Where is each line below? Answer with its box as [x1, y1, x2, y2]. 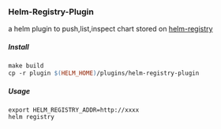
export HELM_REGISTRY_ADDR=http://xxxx [8, 105, 140, 114]
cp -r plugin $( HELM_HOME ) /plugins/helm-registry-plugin [8, 69, 200, 77]
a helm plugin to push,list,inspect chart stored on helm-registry [8, 24, 213, 34]
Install [8, 42, 29, 51]
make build [8, 62, 44, 70]
